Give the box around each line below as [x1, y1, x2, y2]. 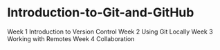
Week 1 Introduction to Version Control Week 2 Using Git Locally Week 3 [7, 27, 213, 36]
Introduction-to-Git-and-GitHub [7, 5, 194, 21]
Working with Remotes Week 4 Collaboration [7, 34, 135, 42]
